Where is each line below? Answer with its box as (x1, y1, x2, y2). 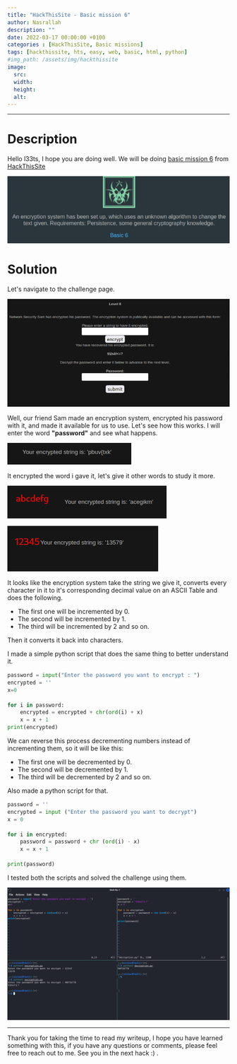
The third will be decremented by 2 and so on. (17, 773, 152, 781)
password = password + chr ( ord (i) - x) (20, 838, 140, 846)
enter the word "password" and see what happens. (7, 429, 158, 437)
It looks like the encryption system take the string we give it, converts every (7, 579, 227, 587)
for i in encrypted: (7, 831, 68, 838)
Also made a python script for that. (7, 786, 109, 795)
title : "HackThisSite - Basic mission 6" (7, 11, 131, 18)
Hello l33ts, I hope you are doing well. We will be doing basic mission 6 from (7, 155, 229, 163)
